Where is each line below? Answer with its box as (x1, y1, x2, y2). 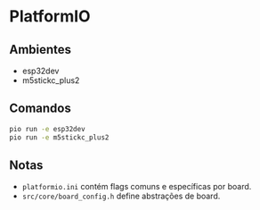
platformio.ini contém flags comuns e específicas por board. (21, 181, 252, 192)
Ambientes (9, 42, 72, 57)
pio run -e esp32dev (9, 124, 86, 133)
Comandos (9, 101, 71, 116)
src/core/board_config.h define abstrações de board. (21, 190, 221, 202)
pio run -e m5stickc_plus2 (9, 132, 110, 142)
